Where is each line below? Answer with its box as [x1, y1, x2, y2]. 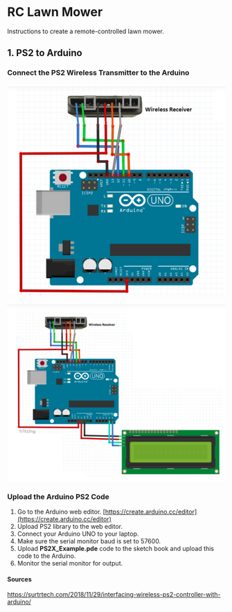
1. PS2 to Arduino [7, 47, 82, 59]
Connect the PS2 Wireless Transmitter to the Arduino [7, 68, 190, 78]
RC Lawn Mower [7, 4, 103, 20]
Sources [7, 575, 33, 583]
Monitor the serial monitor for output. [17, 559, 123, 568]
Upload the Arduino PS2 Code [7, 491, 109, 501]
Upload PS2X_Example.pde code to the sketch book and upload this [17, 545, 215, 553]
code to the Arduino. [17, 552, 76, 560]
